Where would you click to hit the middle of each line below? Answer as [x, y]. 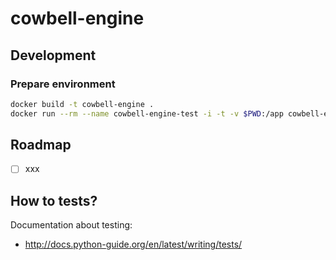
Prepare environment [63, 84]
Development [53, 55]
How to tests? [54, 200]
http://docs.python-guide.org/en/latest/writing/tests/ [133, 244]
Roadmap [41, 145]
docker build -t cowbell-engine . [82, 104]
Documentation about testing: [71, 225]
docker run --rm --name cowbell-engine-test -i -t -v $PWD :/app [147, 113]
